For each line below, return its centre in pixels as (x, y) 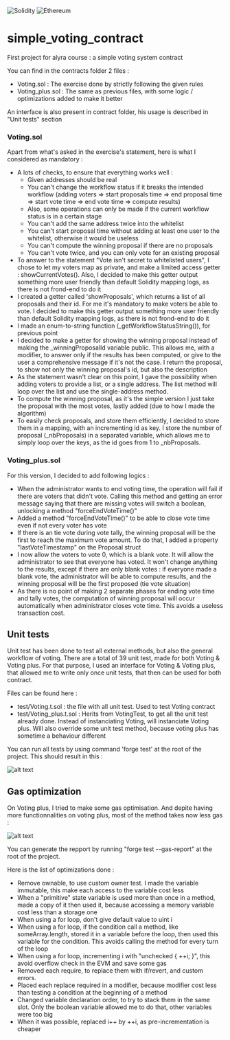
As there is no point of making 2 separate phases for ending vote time (116, 591)
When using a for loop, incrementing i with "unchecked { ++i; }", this (114, 956)
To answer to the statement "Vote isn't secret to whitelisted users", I (113, 260)
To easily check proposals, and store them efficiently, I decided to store (118, 421)
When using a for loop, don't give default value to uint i (95, 920)
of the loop (33, 949)
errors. (26, 978)
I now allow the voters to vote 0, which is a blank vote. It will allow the (115, 554)
